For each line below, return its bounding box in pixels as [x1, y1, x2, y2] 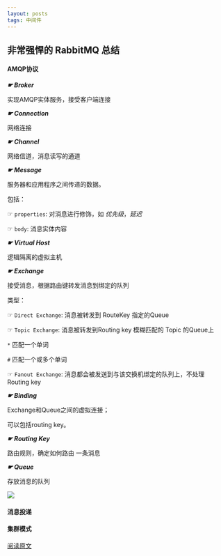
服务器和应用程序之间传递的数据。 [7, 180, 105, 189]
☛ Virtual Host [7, 238, 50, 247]
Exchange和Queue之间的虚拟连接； [7, 406, 110, 415]
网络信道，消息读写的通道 [7, 152, 81, 160]
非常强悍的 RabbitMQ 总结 [7, 44, 120, 56]
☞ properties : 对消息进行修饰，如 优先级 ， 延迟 [7, 210, 142, 218]
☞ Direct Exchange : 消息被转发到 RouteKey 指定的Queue [7, 311, 170, 319]
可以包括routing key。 [7, 421, 70, 429]
